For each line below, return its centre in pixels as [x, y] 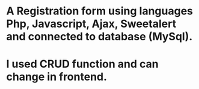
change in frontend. [57, 77]
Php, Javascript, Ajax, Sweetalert [91, 24]
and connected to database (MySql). [99, 37]
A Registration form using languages [100, 11]
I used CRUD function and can [82, 64]
